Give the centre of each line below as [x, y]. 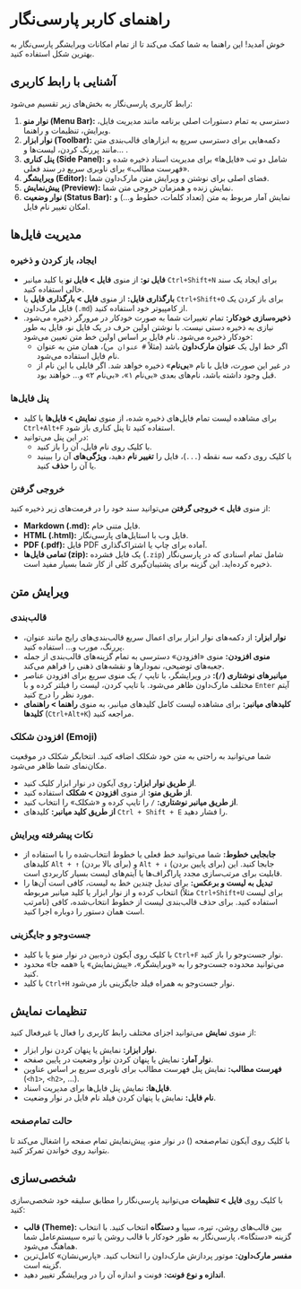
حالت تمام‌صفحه [41, 1121]
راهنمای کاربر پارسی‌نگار [90, 19]
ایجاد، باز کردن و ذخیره [54, 260]
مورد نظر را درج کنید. [59, 694]
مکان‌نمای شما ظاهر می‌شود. [58, 766]
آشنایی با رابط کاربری [63, 82]
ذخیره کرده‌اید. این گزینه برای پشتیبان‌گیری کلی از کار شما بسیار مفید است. [147, 564]
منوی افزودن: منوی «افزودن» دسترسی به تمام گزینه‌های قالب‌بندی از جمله [146, 656]
